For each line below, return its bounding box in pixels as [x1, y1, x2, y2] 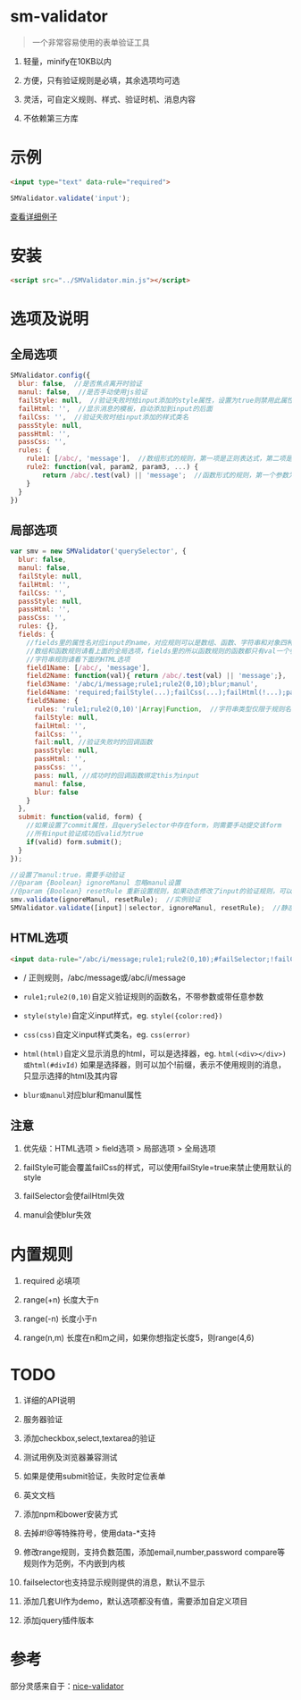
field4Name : [26, 688, 71, 698]
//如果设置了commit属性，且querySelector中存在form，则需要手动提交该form [26, 821, 282, 830]
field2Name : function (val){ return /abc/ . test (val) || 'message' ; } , [26, 672, 287, 681]
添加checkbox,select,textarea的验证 [22, 1433, 155, 1444]
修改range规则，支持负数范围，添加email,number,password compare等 [22, 1547, 285, 1558]
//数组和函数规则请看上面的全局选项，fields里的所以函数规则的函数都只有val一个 [26, 646, 289, 656]
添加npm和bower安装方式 [22, 1509, 119, 1520]
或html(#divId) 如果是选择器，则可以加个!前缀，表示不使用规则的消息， [22, 1059, 287, 1069]
